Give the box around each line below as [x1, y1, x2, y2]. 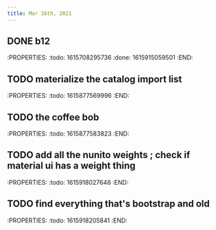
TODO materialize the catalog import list [7, 73, 182, 85]
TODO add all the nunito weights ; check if [7, 149, 191, 161]
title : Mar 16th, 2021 [7, 10, 72, 17]
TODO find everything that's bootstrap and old [7, 198, 211, 209]
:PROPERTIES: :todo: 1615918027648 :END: [7, 178, 129, 186]
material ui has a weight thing [7, 160, 136, 172]
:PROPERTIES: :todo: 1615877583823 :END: [7, 129, 130, 138]
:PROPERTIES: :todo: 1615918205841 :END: [7, 216, 128, 225]
